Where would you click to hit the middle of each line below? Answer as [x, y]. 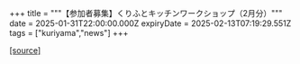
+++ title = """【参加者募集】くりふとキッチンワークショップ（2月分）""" [146, 13]
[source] [25, 50]
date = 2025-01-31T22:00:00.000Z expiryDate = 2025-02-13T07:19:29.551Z [150, 23]
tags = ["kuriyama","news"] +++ [69, 33]
